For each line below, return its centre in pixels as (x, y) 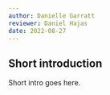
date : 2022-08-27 (37, 31)
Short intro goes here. (45, 83)
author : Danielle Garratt (51, 16)
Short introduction (55, 63)
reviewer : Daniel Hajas (48, 23)
